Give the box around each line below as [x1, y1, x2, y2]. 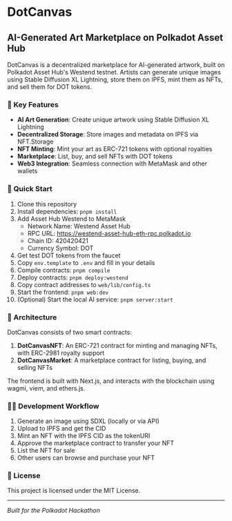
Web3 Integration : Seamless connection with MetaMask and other [17, 159, 207, 168]
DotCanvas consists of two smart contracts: [7, 328, 133, 336]
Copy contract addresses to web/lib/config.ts [17, 280, 151, 288]
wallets [17, 167, 38, 175]
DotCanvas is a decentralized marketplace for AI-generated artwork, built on [7, 61, 225, 69]
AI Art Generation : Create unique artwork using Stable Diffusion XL [17, 115, 209, 124]
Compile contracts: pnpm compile [17, 266, 110, 274]
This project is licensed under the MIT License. [7, 486, 141, 495]
